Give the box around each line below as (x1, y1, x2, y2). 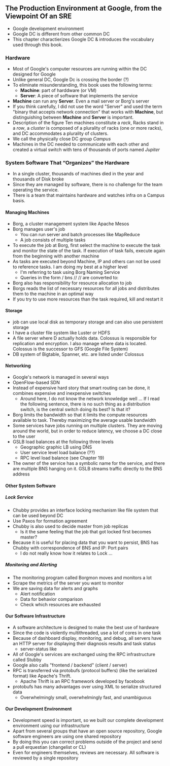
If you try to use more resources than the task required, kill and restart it (12, 296, 163, 302)
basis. (12, 198, 25, 204)
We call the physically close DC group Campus (12, 136, 111, 142)
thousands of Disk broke (12, 176, 64, 182)
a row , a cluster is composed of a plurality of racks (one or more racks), (12, 125, 163, 131)
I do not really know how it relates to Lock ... (20, 550, 113, 556)
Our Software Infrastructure (5, 613, 65, 619)
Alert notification (20, 591, 55, 597)
